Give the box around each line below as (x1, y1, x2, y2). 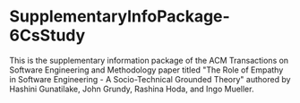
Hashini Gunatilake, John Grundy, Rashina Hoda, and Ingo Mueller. (9, 83, 254, 94)
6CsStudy (9, 25, 86, 46)
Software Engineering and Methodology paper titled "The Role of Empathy (9, 64, 284, 75)
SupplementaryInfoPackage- (9, 6, 230, 27)
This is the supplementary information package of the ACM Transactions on (9, 55, 289, 65)
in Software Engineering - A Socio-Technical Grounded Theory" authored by (9, 73, 291, 84)
